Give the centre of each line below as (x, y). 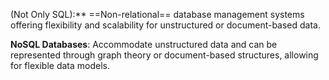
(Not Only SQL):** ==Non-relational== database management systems (157, 14)
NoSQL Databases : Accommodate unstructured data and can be (144, 44)
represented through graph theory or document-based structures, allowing (164, 55)
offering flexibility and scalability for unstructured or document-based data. (166, 25)
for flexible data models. (60, 65)
